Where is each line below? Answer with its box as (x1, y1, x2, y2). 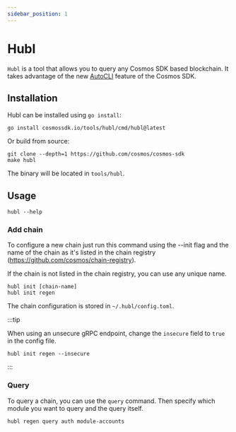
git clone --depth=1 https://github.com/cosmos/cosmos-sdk (7, 151, 185, 158)
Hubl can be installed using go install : (7, 111, 122, 119)
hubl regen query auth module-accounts (7, 418, 125, 425)
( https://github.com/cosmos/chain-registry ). (7, 256, 136, 264)
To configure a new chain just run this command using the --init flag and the (7, 241, 229, 250)
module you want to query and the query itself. (7, 404, 143, 412)
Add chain (7, 225, 44, 235)
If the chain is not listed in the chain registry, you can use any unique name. (7, 269, 228, 278)
